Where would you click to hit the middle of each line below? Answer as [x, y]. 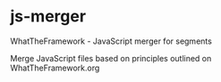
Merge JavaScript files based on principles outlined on [111, 58]
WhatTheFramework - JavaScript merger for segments [111, 41]
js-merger [48, 16]
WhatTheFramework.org [55, 68]
